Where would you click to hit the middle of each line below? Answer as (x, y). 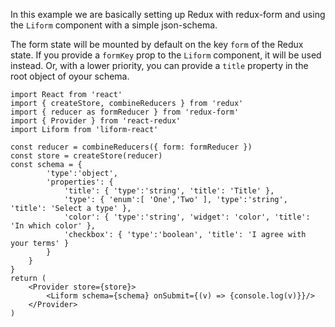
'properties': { (80, 182)
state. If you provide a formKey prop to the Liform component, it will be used (166, 55)
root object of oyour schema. (70, 76)
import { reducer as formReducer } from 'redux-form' (125, 112)
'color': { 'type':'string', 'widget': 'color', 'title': (187, 217)
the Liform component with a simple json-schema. (114, 25)
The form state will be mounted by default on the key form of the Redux (157, 44)
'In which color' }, (53, 226)
